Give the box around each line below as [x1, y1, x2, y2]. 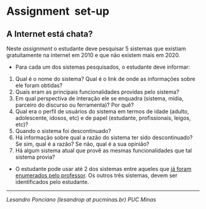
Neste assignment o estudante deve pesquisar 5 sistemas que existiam [6, 45, 186, 52]
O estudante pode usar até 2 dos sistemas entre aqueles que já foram [15, 165, 192, 172]
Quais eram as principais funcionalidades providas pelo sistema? [15, 88, 180, 96]
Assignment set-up [6, 4, 110, 18]
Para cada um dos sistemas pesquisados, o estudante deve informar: [15, 63, 190, 70]
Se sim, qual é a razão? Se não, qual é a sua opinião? [15, 140, 150, 148]
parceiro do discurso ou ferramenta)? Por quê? [15, 101, 134, 108]
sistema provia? [15, 153, 55, 161]
